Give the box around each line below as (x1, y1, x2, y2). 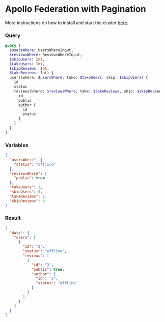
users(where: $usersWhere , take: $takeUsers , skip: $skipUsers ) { (9, 75, 148, 80)
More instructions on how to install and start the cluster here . (5, 20, 129, 26)
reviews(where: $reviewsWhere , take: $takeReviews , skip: (14, 88, 135, 94)
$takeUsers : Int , (9, 61, 45, 66)
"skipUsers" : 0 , (9, 189, 43, 195)
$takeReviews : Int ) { (9, 70, 54, 76)
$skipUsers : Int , (9, 57, 45, 62)
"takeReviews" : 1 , (9, 194, 48, 199)
